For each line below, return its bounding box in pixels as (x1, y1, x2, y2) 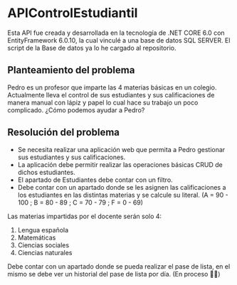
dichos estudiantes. (17, 168, 76, 176)
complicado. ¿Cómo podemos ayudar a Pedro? (7, 105, 145, 114)
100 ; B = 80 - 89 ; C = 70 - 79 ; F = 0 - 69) (17, 198, 144, 207)
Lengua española (17, 225, 69, 234)
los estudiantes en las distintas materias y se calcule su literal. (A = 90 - (17, 190, 229, 199)
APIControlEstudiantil (7, 5, 138, 21)
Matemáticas (17, 233, 56, 242)
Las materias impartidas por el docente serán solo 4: (7, 212, 162, 220)
